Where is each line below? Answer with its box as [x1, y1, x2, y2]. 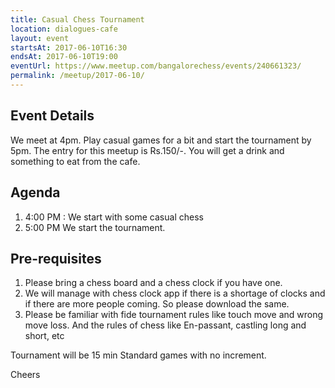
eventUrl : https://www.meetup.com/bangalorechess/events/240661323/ [10, 61, 302, 71]
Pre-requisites [10, 250, 102, 267]
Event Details [10, 107, 95, 125]
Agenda [10, 184, 61, 201]
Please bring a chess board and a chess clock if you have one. [24, 277, 283, 289]
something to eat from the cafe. [10, 155, 141, 167]
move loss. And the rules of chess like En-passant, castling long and [24, 319, 307, 331]
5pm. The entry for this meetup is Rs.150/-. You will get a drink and [10, 144, 285, 156]
